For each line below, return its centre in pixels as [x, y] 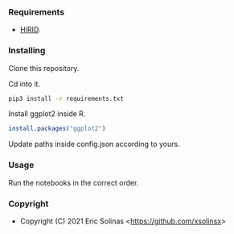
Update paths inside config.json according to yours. [94, 144]
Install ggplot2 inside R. [47, 114]
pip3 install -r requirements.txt [66, 98]
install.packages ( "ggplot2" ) [57, 129]
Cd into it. [25, 84]
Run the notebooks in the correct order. [74, 182]
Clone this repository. [44, 68]
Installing [27, 51]
